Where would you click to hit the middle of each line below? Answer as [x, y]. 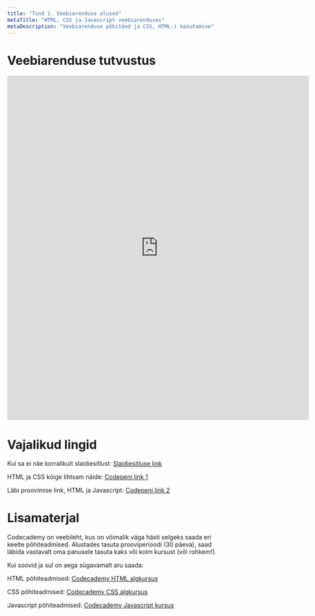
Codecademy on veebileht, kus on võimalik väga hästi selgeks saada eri [109, 537]
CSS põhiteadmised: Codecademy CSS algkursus [78, 592]
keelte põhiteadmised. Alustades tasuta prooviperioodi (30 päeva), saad [110, 544]
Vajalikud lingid [52, 444]
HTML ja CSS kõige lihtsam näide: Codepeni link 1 [78, 477]
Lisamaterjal [43, 518]
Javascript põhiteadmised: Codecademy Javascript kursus [91, 605]
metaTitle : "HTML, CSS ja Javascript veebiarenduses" [86, 20]
